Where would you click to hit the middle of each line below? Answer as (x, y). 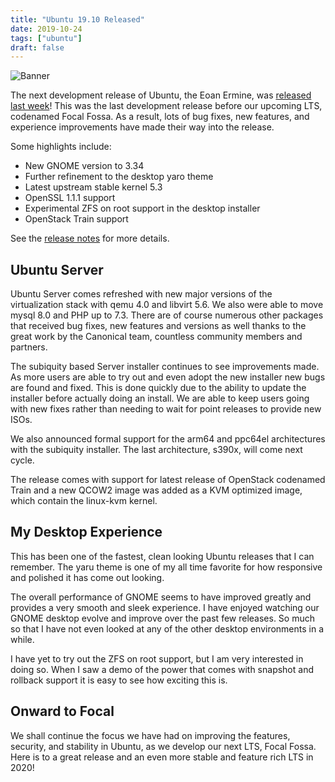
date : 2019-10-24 (46, 29)
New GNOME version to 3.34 (84, 166)
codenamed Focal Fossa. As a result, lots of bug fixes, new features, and (160, 117)
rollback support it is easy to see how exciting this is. (119, 680)
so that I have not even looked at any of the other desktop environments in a (167, 628)
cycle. (22, 460)
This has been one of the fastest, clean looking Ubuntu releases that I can (162, 556)
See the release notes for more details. (90, 238)
